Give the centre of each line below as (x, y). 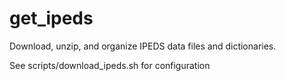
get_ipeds (51, 18)
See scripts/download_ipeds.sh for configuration (110, 65)
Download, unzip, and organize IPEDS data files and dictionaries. (143, 46)
